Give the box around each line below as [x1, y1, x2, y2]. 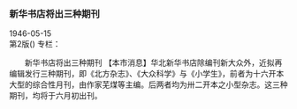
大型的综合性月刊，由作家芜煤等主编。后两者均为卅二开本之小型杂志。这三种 [9, 79, 288, 90]
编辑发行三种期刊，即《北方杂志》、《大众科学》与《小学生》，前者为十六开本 [9, 69, 285, 79]
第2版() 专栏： [9, 39, 61, 49]
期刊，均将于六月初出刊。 [9, 91, 103, 101]
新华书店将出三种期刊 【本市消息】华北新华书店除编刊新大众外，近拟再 [24, 57, 283, 68]
